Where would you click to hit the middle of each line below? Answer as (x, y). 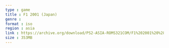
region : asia (20, 28)
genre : (13, 19)
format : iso (19, 24)
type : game (18, 10)
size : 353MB (19, 38)
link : (12, 33)
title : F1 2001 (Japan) (31, 14)
